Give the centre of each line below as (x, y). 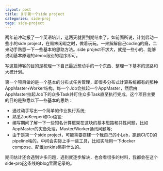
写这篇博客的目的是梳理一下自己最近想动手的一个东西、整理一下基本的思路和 (81, 66)
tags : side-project (25, 23)
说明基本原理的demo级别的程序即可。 (43, 56)
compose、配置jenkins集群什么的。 (48, 147)
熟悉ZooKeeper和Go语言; (37, 117)
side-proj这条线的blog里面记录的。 (40, 163)
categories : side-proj (28, 18)
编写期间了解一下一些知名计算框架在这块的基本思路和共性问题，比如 (80, 123)
